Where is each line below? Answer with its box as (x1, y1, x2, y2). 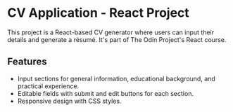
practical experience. (17, 82, 80, 90)
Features (7, 56, 47, 68)
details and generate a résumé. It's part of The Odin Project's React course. (7, 35, 227, 43)
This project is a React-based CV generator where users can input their (7, 28, 215, 36)
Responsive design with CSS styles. (17, 97, 122, 105)
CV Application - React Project (7, 5, 190, 21)
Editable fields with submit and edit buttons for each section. (17, 89, 194, 97)
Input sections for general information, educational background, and (17, 74, 216, 83)
